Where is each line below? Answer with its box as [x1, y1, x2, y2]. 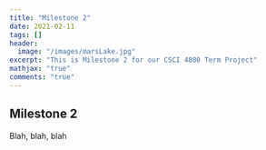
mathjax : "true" [9, 65, 71, 74]
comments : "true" [9, 73, 75, 82]
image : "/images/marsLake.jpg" [17, 47, 136, 56]
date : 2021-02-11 [9, 22, 75, 31]
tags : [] [9, 30, 43, 39]
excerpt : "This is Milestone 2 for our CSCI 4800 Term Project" [9, 55, 258, 65]
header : [9, 38, 39, 48]
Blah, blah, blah [9, 130, 67, 141]
